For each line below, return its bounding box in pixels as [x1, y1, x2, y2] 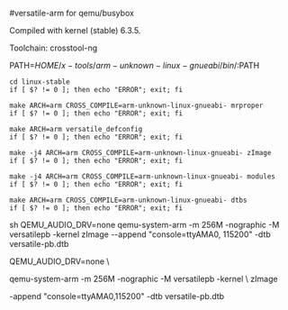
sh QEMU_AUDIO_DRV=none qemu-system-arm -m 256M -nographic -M [9, 220, 280, 230]
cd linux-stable [9, 77, 70, 87]
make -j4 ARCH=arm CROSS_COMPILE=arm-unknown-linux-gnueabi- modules [9, 172, 276, 181]
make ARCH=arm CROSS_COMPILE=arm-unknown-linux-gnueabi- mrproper [9, 101, 264, 110]
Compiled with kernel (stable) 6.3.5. [9, 25, 141, 35]
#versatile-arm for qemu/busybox [9, 8, 135, 18]
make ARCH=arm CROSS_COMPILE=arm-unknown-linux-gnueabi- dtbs [9, 196, 247, 205]
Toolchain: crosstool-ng [9, 42, 98, 53]
